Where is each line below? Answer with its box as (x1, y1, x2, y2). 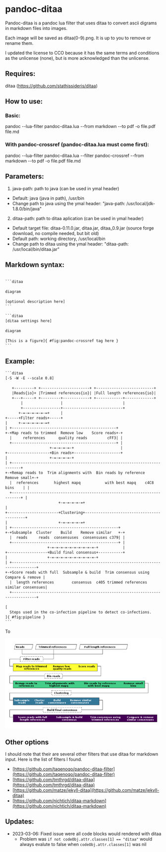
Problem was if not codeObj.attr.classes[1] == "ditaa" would (19, 836, 153, 842)
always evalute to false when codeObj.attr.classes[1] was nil (19, 841, 147, 847)
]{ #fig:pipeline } (5, 615, 46, 620)
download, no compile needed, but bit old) (12, 230, 99, 236)
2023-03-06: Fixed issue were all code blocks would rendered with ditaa (12, 831, 162, 837)
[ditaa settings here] (5, 319, 52, 324)
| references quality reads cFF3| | (9, 436, 123, 441)
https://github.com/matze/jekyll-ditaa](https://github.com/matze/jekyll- (14, 787, 160, 793)
